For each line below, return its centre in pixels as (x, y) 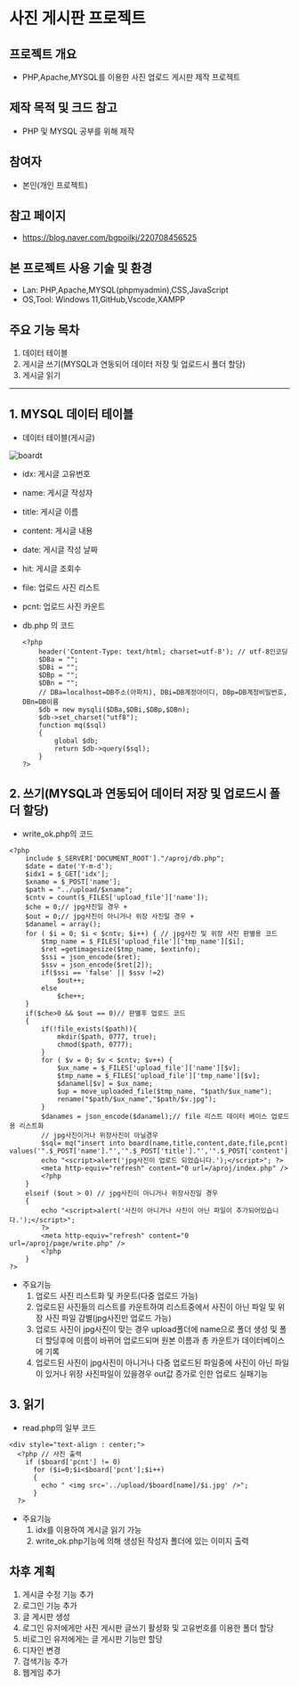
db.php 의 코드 (48, 625)
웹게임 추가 (41, 1673)
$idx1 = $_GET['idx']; (67, 874)
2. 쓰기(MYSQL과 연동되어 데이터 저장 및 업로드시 (138, 794)
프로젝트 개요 (43, 54)
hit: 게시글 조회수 (52, 568)
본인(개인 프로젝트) (55, 185)
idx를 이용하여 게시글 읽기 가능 (89, 1529)
